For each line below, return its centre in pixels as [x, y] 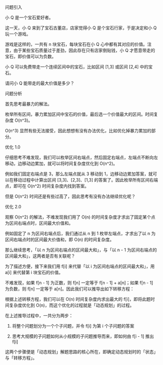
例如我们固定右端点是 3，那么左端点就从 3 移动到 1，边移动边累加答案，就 [79, 174]
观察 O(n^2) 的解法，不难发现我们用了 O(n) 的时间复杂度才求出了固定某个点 [80, 217]
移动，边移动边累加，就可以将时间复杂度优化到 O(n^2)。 [61, 164]
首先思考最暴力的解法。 [28, 104]
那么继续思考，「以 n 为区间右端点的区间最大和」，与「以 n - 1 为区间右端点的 [81, 250]
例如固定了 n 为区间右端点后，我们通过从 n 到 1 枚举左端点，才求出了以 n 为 [81, 233]
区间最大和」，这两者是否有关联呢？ [40, 256]
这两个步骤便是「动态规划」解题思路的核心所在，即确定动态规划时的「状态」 [81, 352]
